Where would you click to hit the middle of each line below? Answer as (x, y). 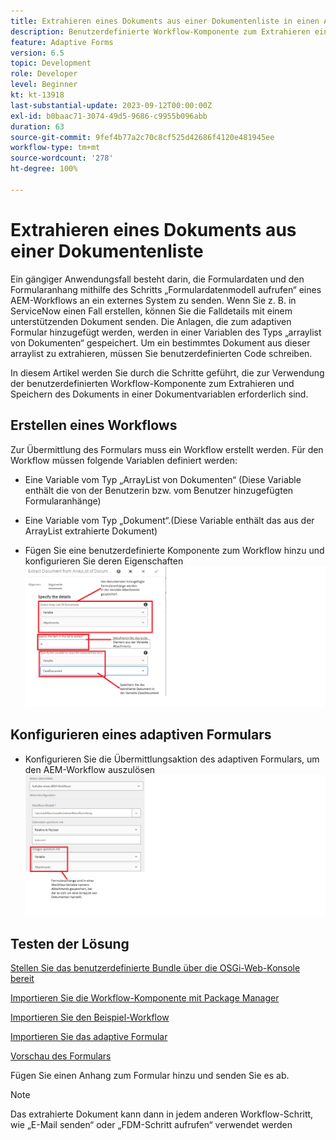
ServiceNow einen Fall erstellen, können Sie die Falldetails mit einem (151, 311)
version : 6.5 (37, 53)
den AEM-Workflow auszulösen (90, 769)
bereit (22, 979)
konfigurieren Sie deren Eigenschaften (104, 561)
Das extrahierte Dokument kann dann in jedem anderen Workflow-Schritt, (162, 1114)
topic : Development (51, 63)
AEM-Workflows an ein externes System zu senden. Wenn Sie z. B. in (153, 300)
